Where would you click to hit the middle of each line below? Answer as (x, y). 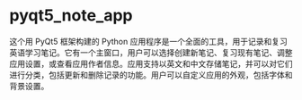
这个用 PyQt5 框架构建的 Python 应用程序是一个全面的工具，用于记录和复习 (148, 41)
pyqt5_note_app (71, 16)
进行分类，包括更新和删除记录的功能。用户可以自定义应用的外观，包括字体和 (151, 75)
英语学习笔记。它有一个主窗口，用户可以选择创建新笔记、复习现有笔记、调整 (151, 52)
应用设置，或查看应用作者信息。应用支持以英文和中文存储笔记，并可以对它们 (151, 63)
